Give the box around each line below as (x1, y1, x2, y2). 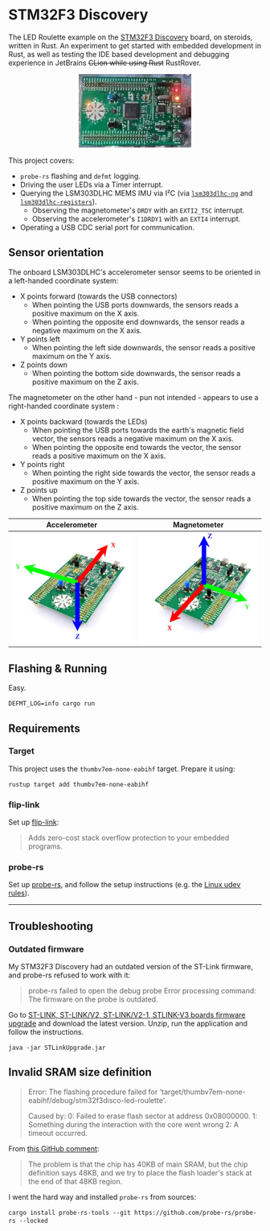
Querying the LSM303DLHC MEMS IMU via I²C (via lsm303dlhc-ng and (19, 188, 253, 198)
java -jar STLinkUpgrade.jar (8, 1044, 106, 1052)
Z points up (19, 485, 58, 494)
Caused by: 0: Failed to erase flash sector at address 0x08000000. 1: (27, 1111, 258, 1121)
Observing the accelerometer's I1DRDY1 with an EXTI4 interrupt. (31, 213, 241, 223)
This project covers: (8, 155, 75, 165)
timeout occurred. (27, 1128, 88, 1138)
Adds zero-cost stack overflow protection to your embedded (27, 833, 230, 843)
